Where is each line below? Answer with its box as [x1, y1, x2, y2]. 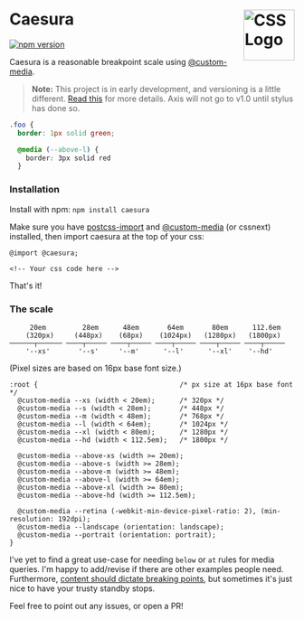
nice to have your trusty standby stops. [9, 583, 156, 594]
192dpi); [57, 514, 91, 523]
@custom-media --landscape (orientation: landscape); [17, 522, 224, 531]
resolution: [9, 514, 54, 523]
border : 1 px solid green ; [17, 128, 116, 137]
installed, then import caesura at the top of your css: [9, 230, 205, 241]
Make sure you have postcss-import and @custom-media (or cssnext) [9, 221, 271, 232]
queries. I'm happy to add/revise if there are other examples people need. [9, 563, 284, 574]
